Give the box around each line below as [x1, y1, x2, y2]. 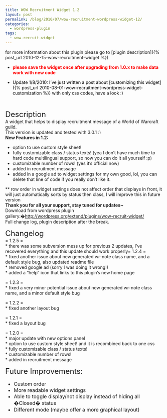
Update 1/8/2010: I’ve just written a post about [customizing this [12, 79, 144, 85]
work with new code [12, 69, 56, 75]
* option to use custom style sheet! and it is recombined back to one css [5, 340, 155, 347]
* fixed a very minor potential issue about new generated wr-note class [5, 284, 152, 290]
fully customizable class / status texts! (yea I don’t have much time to [12, 149, 155, 156]
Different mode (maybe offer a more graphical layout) [14, 406, 140, 413]
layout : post [5, 12, 33, 17]
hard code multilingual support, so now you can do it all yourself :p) [12, 155, 152, 161]
